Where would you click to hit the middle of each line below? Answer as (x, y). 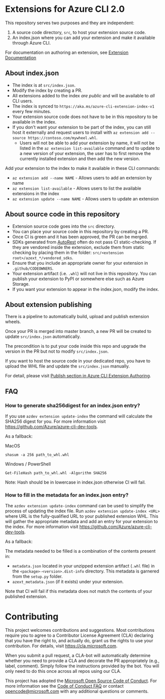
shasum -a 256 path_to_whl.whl (37, 455)
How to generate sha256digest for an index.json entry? (73, 405)
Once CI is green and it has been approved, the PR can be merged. (80, 237)
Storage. (21, 284)
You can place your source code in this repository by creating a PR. (81, 231)
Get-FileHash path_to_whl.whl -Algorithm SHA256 (56, 473)
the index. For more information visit (42, 527)
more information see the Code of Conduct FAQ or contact (65, 686)
